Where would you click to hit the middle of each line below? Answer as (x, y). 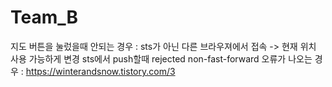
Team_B (44, 17)
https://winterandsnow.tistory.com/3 (100, 71)
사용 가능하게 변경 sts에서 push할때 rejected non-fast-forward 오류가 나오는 (161, 58)
